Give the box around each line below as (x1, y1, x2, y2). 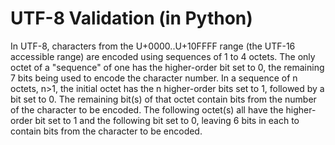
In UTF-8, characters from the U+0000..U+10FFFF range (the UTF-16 (10, 40, 296, 52)
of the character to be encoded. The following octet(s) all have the (10, 103, 284, 116)
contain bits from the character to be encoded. (10, 125, 203, 137)
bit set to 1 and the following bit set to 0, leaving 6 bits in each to (34, 114, 300, 126)
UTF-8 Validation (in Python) (10, 7, 253, 30)
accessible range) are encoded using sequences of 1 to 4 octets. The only (10, 50, 316, 62)
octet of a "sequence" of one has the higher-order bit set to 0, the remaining (10, 61, 325, 73)
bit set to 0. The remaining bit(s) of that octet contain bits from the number (10, 93, 317, 105)
